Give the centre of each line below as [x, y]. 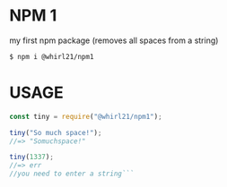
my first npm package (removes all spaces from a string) [114, 40]
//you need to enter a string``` [72, 174]
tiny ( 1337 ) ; [31, 157]
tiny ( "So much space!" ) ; [56, 132]
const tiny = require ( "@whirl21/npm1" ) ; [86, 116]
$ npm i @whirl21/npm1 [52, 56]
